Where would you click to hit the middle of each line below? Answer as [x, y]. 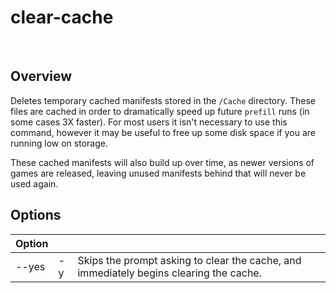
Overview [41, 76]
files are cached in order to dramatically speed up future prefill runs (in [160, 111]
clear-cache [62, 17]
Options [36, 215]
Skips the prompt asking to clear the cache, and [189, 260]
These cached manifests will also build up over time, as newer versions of [162, 162]
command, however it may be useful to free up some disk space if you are [163, 132]
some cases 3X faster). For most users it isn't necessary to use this [149, 122]
